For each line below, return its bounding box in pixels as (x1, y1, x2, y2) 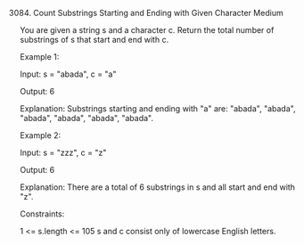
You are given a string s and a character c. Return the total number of (20, 25, 275, 35)
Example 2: (20, 130, 62, 141)
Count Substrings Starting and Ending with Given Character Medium (32, 8, 284, 18)
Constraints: (20, 208, 65, 219)
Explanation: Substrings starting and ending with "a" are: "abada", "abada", (20, 103, 296, 114)
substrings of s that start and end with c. (20, 35, 169, 45)
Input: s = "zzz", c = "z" (20, 147, 107, 158)
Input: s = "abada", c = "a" (20, 69, 117, 79)
